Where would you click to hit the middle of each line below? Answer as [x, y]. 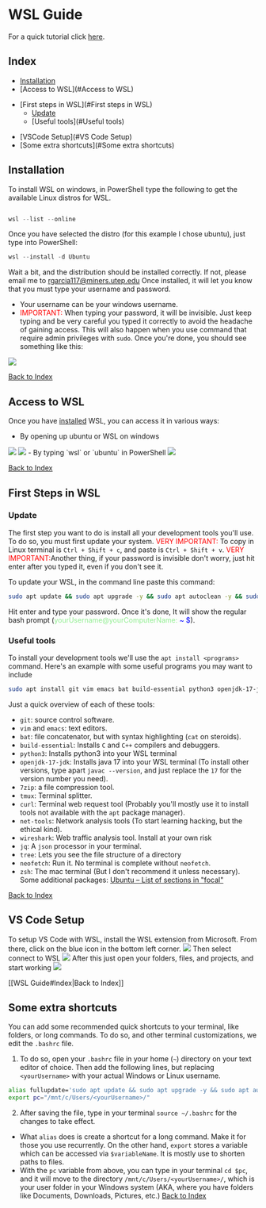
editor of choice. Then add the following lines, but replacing [117, 1068]
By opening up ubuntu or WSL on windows [89, 436]
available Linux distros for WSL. [60, 197]
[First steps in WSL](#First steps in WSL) [86, 104]
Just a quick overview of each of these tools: [82, 704]
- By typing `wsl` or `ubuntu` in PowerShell [97, 453]
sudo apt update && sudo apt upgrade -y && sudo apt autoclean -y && [125, 596]
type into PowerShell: [43, 243]
